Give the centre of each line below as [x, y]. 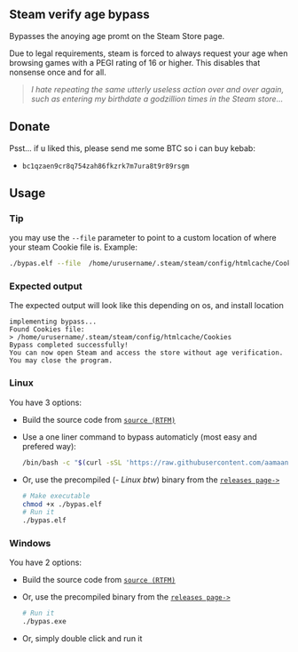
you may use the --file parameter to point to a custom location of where [143, 238]
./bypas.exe [44, 622]
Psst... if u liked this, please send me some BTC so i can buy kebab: [132, 148]
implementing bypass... [53, 322]
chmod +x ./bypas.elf [62, 504]
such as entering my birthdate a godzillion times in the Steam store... [157, 99]
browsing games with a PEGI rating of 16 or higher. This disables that [135, 62]
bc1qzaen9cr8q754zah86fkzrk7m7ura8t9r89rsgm [106, 166]
